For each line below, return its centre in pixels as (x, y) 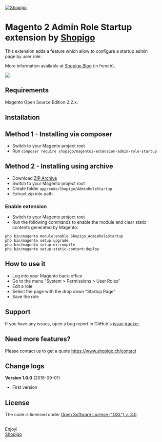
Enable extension (26, 206)
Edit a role (22, 286)
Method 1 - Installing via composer (59, 134)
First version (25, 387)
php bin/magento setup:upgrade (37, 241)
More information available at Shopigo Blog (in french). (60, 65)
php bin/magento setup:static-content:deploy (52, 249)
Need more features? (38, 339)
